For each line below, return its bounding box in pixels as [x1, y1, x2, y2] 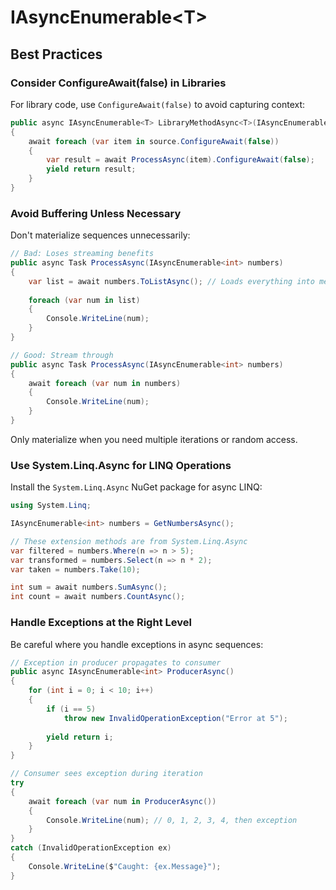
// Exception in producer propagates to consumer [10, 657, 222, 668]
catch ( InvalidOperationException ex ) [10, 843, 172, 853]
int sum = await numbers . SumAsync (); [10, 582, 168, 593]
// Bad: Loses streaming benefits [10, 249, 155, 259]
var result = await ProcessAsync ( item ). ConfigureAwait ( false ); [46, 155, 315, 165]
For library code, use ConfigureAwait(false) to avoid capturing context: [10, 98, 306, 110]
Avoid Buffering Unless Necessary [10, 206, 182, 220]
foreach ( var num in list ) [28, 295, 141, 305]
